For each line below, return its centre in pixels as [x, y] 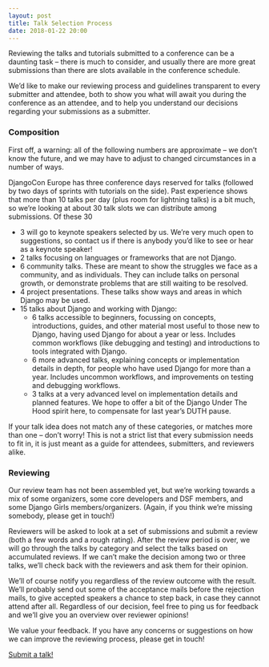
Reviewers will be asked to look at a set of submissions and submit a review [133, 531]
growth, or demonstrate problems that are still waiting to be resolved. [134, 283]
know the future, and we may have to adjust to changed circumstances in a [132, 158]
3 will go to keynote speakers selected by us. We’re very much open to [137, 232]
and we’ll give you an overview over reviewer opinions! [98, 615]
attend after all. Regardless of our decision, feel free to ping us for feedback [133, 606]
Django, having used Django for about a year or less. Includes [134, 334]
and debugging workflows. [76, 385]
